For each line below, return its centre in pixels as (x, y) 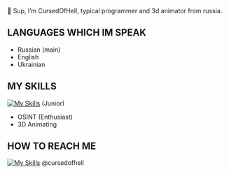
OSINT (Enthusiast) (45, 117)
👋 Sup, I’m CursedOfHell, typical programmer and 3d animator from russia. (115, 11)
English (28, 57)
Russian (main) (39, 50)
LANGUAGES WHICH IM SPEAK (77, 32)
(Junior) (53, 103)
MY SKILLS (32, 86)
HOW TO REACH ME (52, 146)
